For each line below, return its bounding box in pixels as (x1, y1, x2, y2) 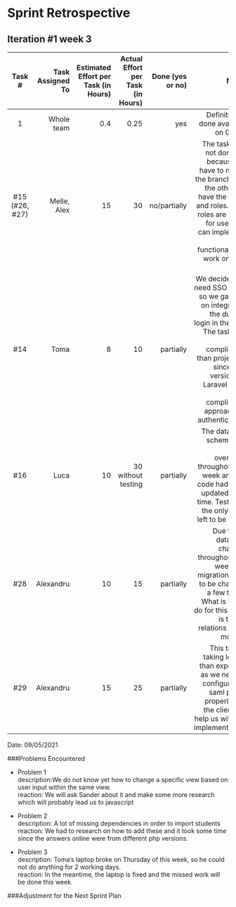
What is (201, 597, 227, 606)
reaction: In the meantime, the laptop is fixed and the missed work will (17, 870, 221, 879)
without (117, 470, 143, 480)
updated (201, 488, 229, 498)
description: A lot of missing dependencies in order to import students (17, 820, 221, 827)
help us (194, 714, 219, 724)
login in (194, 318, 218, 327)
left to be (197, 515, 227, 524)
